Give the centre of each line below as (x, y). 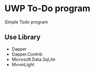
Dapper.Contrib (27, 54)
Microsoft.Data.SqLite (33, 59)
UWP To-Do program (47, 9)
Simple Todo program (26, 22)
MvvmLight (23, 64)
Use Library (23, 37)
